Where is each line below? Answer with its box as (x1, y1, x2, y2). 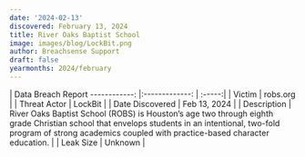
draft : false (9, 55, 59, 64)
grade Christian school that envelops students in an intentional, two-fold (9, 117, 280, 128)
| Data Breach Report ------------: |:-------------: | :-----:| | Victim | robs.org (9, 88, 296, 100)
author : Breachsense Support (9, 47, 120, 56)
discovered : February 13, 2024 (9, 22, 128, 31)
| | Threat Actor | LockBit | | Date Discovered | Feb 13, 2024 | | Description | (9, 98, 291, 109)
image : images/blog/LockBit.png (9, 38, 132, 48)
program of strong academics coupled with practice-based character (9, 127, 270, 138)
